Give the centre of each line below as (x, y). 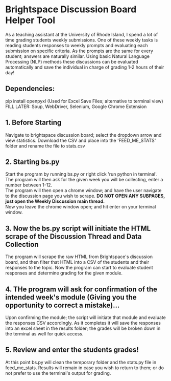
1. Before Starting (33, 123)
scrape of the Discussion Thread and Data (74, 236)
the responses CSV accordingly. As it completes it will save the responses (83, 323)
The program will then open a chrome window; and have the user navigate (83, 190)
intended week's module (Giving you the (71, 297)
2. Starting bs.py (32, 162)
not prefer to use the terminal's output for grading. (58, 373)
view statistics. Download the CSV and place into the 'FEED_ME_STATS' (81, 140)
